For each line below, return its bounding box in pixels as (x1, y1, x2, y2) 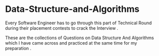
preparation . (5, 45, 32, 51)
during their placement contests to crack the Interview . (5, 25, 118, 31)
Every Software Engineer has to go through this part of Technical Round (5, 20, 152, 26)
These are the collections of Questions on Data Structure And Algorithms (5, 35, 155, 41)
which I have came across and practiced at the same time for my (5, 40, 137, 46)
